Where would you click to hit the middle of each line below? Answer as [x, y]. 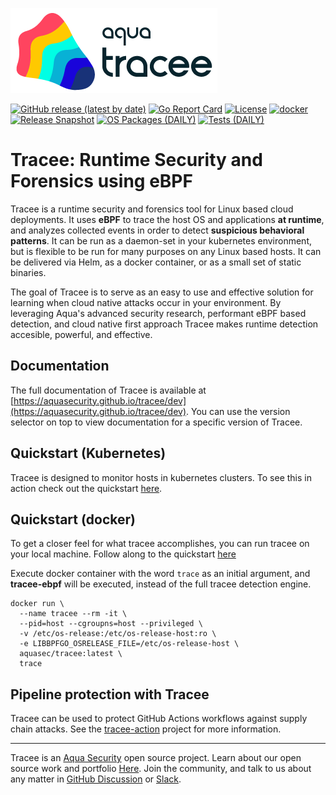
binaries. [28, 272]
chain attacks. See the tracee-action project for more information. [146, 729]
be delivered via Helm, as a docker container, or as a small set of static [156, 262]
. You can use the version [238, 411]
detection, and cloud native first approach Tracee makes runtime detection [164, 324]
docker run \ [37, 604]
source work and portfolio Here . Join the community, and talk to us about [161, 769]
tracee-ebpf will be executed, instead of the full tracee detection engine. [161, 584]
